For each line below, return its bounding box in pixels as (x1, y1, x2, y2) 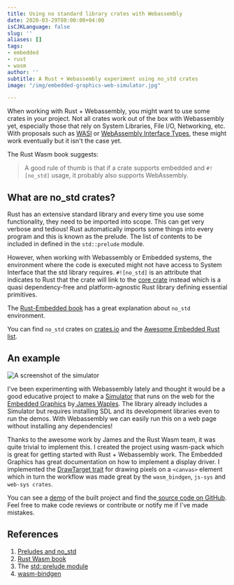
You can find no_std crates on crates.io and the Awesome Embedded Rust (7, 325, 220, 333)
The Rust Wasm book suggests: (7, 150, 99, 159)
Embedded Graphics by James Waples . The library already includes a (7, 399, 207, 407)
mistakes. (7, 508, 35, 517)
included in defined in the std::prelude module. (7, 240, 145, 248)
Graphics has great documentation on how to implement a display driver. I (7, 457, 220, 465)
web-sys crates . (7, 479, 54, 488)
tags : (7, 43, 23, 50)
